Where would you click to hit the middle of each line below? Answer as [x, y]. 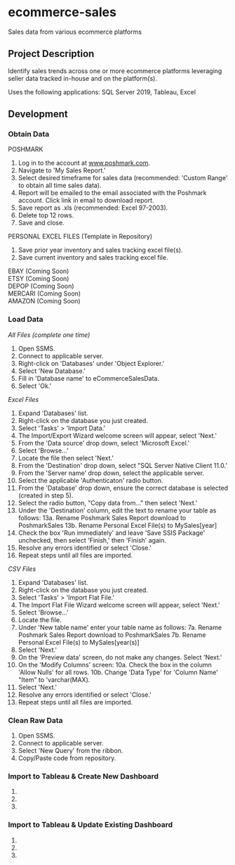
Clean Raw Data [35, 720]
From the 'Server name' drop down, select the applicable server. [111, 473]
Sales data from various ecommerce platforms [75, 32]
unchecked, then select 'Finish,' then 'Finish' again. [92, 540]
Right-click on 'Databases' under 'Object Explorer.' [91, 363]
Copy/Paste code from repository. [67, 758]
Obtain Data [29, 134]
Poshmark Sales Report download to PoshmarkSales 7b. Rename [112, 635]
